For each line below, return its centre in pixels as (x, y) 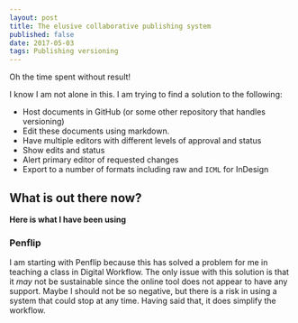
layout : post (34, 18)
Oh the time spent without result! (70, 77)
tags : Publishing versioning (64, 51)
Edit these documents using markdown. (96, 131)
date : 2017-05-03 (42, 43)
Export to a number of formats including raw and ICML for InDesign (145, 170)
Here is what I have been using (68, 219)
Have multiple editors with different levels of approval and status (142, 141)
